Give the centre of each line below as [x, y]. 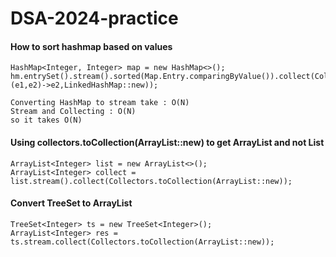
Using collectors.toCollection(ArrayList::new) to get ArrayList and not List [167, 142]
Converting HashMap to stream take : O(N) [100, 103]
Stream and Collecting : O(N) [73, 112]
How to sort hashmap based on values [91, 46]
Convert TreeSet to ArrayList [71, 203]
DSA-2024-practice [94, 18]
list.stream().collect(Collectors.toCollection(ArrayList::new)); [151, 181]
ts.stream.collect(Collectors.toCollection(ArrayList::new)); [142, 242]
